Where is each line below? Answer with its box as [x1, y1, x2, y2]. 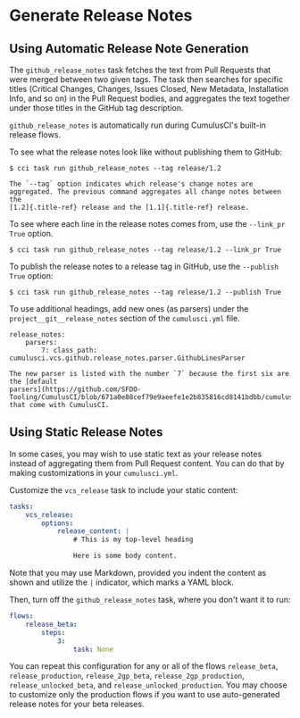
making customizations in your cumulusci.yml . [9, 467, 179, 478]
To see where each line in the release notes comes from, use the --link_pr [9, 219, 286, 229]
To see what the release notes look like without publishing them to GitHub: [9, 146, 283, 157]
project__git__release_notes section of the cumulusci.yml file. [9, 313, 241, 323]
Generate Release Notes [9, 5, 193, 26]
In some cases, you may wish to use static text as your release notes [9, 448, 262, 459]
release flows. [9, 129, 61, 139]
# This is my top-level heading [72, 535, 194, 545]
